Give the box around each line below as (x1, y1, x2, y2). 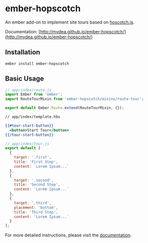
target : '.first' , (14, 155, 52, 160)
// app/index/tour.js (5, 141, 50, 146)
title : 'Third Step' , (14, 210, 58, 215)
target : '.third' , (14, 200, 52, 205)
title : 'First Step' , (14, 160, 58, 164)
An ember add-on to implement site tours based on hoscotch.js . (5, 19, 135, 25)
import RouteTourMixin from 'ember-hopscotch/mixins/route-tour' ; (5, 97, 144, 102)
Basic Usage (5, 75, 44, 83)
